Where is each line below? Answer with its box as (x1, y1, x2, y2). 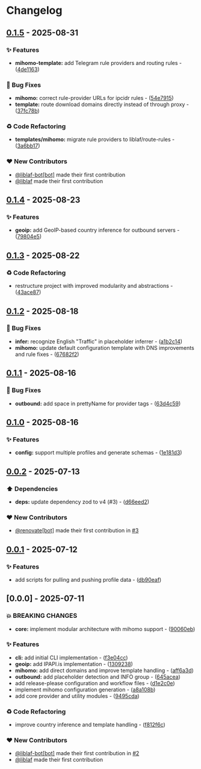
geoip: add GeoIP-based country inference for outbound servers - (14, 226, 180, 234)
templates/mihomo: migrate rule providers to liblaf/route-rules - (14, 136, 175, 143)
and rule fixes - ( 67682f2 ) (14, 350, 79, 358)
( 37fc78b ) (14, 107, 40, 114)
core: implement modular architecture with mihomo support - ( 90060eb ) (14, 625, 196, 632)
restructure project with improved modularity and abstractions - (14, 282, 173, 290)
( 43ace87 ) (14, 288, 42, 296)
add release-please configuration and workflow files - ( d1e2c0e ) (14, 679, 176, 686)
